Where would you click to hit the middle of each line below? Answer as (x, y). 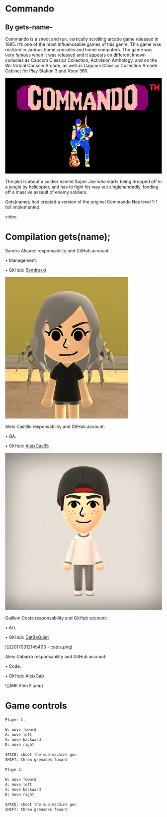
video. (12, 216)
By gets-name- (29, 27)
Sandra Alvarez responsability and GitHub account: (58, 250)
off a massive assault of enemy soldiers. (46, 192)
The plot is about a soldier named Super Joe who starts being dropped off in (83, 181)
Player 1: (15, 719)
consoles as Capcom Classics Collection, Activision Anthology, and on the (81, 60)
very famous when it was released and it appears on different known (75, 55)
